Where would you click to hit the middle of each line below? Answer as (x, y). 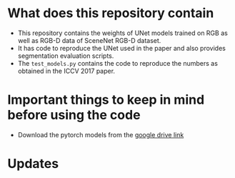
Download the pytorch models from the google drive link (101, 134)
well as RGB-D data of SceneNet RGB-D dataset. (89, 40)
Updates (33, 164)
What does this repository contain (111, 13)
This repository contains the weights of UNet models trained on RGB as (123, 33)
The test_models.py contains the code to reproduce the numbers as (117, 63)
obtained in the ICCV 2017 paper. (66, 71)
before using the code (74, 115)
